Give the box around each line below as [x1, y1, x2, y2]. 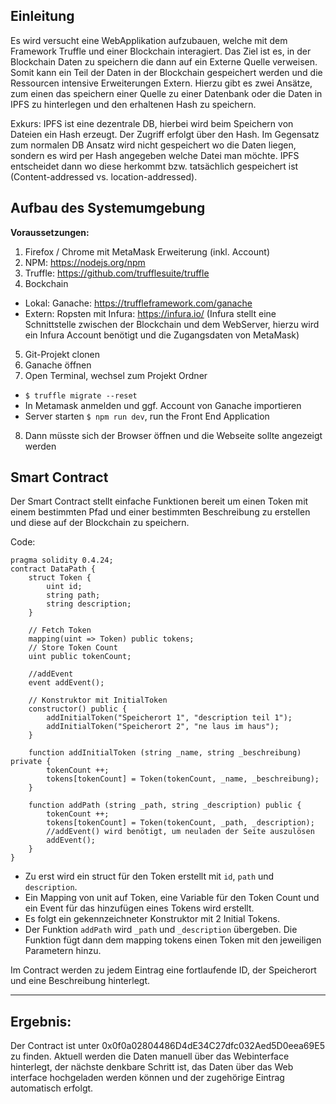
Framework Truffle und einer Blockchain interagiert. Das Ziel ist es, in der [10, 45, 312, 57]
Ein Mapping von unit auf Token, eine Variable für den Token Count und [24, 892, 320, 904]
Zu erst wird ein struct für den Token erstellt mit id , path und [24, 870, 275, 883]
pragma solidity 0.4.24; [10, 555, 114, 566]
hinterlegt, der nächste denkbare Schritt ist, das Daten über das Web [10, 1061, 294, 1073]
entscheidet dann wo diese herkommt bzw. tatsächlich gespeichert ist [10, 160, 299, 172]
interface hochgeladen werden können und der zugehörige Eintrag [10, 1072, 285, 1084]
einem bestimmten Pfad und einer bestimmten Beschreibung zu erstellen [10, 506, 311, 518]
